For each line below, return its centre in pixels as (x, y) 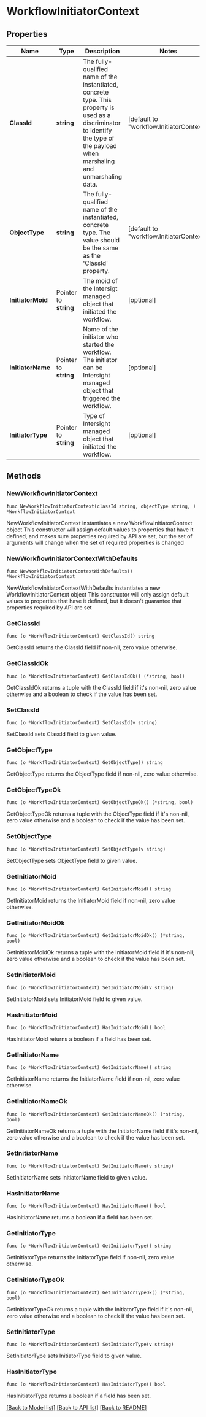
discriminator (101, 123)
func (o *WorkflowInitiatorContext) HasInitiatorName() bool (86, 1206)
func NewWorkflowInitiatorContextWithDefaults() (70, 571)
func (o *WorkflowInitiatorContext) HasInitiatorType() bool (86, 1384)
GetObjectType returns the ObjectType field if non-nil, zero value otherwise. (102, 774)
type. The (97, 233)
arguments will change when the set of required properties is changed (95, 542)
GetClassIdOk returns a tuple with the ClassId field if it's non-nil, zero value (101, 687)
